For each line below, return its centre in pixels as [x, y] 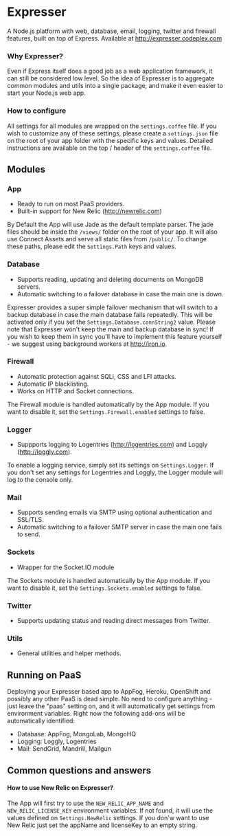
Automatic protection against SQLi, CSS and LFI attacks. [96, 376]
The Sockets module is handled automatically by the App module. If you [109, 580]
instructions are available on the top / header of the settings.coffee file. [110, 148]
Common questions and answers [79, 770]
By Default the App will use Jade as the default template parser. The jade [111, 225]
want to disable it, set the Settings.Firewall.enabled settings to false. [106, 411]
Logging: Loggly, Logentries [57, 741]
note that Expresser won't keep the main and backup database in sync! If [111, 329]
